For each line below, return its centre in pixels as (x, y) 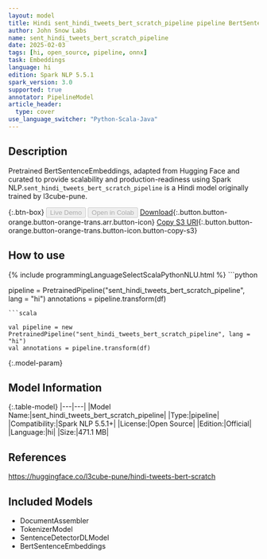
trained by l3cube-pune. (48, 196)
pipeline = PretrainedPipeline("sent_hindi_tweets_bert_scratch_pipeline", (127, 290)
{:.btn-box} (27, 212)
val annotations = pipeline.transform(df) (79, 348)
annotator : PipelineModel (51, 97)
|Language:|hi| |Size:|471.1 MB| (59, 432)
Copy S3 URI (177, 222)
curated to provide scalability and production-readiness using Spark (120, 179)
